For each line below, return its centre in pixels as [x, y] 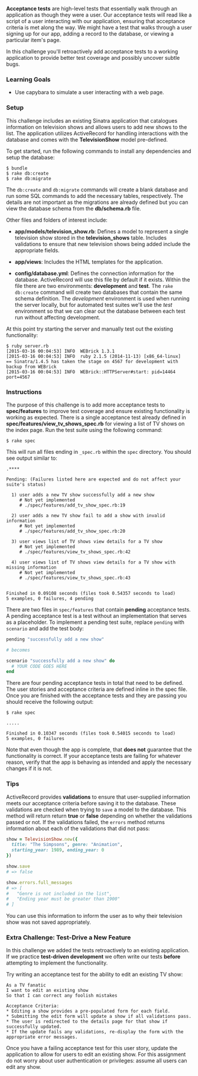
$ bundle [17, 168]
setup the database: [30, 157]
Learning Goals [29, 79]
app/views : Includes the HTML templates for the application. [89, 262]
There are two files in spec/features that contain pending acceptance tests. [98, 609]
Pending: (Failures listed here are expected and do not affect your [94, 479]
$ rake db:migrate [29, 178]
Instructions [24, 392]
